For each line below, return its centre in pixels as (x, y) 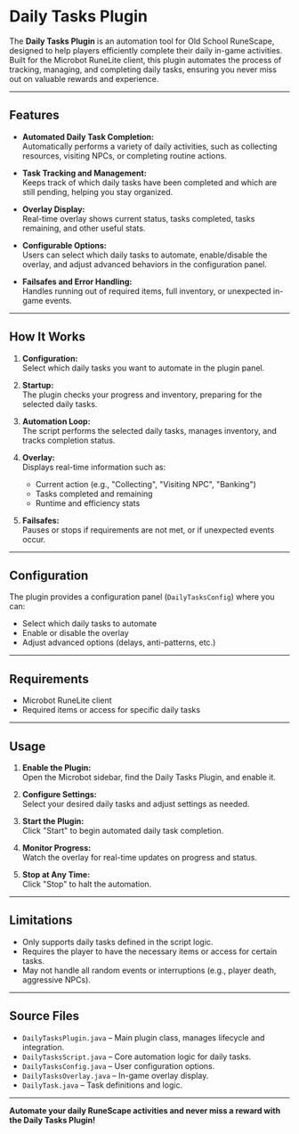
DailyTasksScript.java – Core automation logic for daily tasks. (137, 1056)
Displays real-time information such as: (94, 467)
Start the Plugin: (53, 821)
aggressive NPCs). (57, 979)
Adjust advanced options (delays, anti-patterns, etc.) (119, 642)
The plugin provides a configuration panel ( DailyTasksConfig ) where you (142, 597)
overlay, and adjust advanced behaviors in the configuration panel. (144, 264)
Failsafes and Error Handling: (77, 281)
